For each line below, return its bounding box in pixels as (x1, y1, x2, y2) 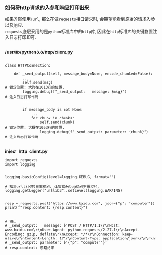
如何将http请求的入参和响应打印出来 (5, 4, 90, 11)
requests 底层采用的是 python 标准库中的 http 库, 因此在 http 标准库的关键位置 (5, 28, 153, 34)
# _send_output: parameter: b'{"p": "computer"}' (5, 240, 108, 245)
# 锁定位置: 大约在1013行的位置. (5, 85, 65, 90)
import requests (5, 158, 38, 163)
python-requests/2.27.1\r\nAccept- (67, 227, 140, 233)
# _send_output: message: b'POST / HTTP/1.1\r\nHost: (5, 223, 120, 228)
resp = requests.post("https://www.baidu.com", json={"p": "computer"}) (5, 201, 155, 206)
